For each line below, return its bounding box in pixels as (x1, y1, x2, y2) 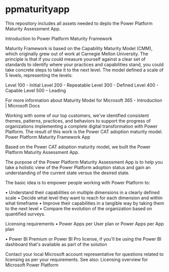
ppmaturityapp (5, 4, 70, 15)
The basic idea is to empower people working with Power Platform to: (5, 179, 150, 185)
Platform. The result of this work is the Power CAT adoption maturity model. (5, 128, 163, 135)
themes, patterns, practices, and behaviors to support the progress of (5, 118, 151, 124)
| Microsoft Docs (5, 102, 40, 108)
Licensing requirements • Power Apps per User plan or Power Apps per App (5, 220, 164, 226)
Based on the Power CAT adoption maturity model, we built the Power (5, 143, 151, 150)
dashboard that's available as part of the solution (5, 241, 107, 247)
